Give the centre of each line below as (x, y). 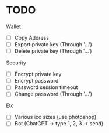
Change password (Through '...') (53, 94)
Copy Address (32, 37)
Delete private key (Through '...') (53, 51)
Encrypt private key (38, 74)
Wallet (14, 26)
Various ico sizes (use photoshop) (55, 117)
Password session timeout (46, 87)
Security (16, 63)
